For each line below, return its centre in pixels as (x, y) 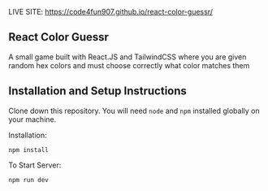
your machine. (32, 119)
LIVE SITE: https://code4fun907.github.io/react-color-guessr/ (111, 12)
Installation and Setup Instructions (97, 91)
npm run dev (28, 180)
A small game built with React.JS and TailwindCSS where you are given (128, 57)
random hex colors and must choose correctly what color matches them (129, 65)
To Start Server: (35, 165)
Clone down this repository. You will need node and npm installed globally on (134, 111)
